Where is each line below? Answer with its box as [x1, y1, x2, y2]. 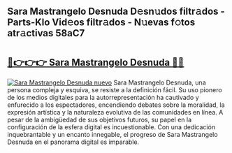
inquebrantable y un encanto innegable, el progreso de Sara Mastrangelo [7, 131, 218, 138]
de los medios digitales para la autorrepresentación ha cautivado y [7, 94, 199, 101]
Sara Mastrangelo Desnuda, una [113, 78, 206, 87]
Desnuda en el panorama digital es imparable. [7, 138, 140, 146]
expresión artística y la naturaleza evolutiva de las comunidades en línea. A [7, 108, 224, 116]
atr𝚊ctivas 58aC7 [7, 27, 85, 39]
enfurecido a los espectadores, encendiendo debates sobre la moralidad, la [7, 101, 225, 109]
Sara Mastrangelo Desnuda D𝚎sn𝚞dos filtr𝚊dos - [7, 6, 225, 17]
